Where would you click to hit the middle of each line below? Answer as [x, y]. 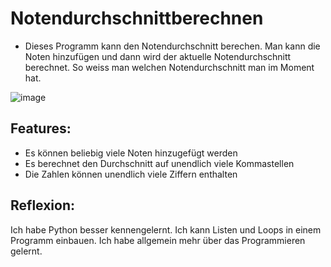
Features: [41, 128]
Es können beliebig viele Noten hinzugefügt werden [131, 153]
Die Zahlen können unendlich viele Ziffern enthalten [131, 174]
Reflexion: [43, 205]
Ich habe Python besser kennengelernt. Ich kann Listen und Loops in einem [166, 229]
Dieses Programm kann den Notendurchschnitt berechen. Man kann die [172, 46]
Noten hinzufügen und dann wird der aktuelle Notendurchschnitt [158, 56]
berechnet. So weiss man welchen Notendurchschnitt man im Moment [169, 67]
